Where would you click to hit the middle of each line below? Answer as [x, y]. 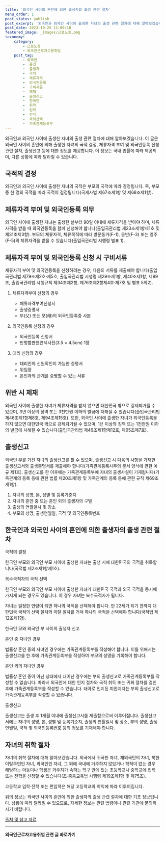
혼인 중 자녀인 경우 [23, 639]
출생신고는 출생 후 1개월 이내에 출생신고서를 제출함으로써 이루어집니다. [72, 716]
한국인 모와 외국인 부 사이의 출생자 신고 [42, 629]
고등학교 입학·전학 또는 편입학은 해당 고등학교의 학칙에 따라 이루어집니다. [74, 787]
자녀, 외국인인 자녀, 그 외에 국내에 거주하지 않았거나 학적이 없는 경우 [91, 764]
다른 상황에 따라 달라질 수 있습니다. [45, 157]
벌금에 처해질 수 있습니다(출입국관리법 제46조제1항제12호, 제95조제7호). [79, 430]
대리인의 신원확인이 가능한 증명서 [51, 363]
